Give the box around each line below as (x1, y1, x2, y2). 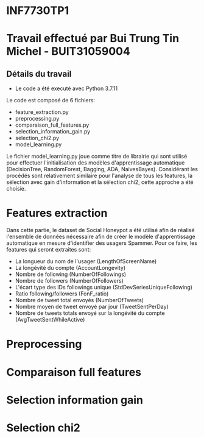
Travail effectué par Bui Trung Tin (6, 32, 180, 46)
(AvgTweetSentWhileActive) (15, 316, 85, 323)
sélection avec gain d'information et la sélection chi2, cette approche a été (6, 178, 194, 186)
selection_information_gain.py (15, 128, 91, 135)
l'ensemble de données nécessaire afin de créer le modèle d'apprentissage (6, 233, 196, 241)
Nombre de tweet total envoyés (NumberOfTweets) (15, 297, 144, 304)
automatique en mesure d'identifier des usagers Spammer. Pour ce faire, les (6, 239, 198, 247)
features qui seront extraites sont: (6, 246, 91, 253)
